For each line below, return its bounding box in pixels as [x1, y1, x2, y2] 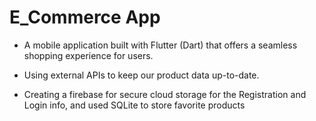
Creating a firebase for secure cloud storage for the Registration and [23, 88, 307, 100]
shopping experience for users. [23, 49, 154, 61]
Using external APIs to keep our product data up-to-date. [23, 69, 260, 81]
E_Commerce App [9, 6, 161, 29]
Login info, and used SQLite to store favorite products [23, 99, 246, 111]
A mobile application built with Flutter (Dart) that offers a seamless [23, 39, 298, 51]
